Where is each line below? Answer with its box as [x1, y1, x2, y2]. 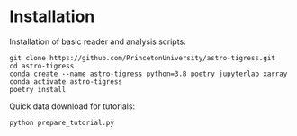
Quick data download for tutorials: [9, 101, 136, 112]
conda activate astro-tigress [9, 77, 123, 86]
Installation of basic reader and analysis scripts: [9, 36, 186, 47]
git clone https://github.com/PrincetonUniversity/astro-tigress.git [9, 53, 276, 62]
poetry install [9, 85, 67, 94]
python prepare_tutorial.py [9, 118, 115, 127]
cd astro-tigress [9, 61, 75, 70]
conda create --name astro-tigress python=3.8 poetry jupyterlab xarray [9, 69, 288, 78]
